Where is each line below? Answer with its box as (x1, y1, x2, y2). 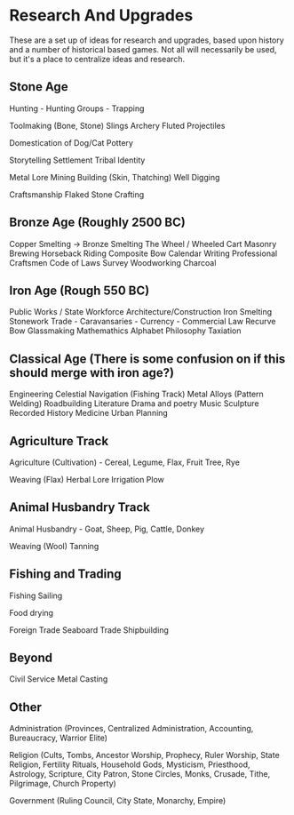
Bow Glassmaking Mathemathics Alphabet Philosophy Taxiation (9, 325, 242, 336)
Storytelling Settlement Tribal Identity (9, 155, 146, 165)
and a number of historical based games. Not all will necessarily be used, (9, 44, 277, 54)
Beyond (9, 651, 53, 666)
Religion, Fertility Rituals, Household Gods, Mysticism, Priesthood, (9, 759, 250, 770)
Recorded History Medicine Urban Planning (9, 408, 169, 419)
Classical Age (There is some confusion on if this (9, 351, 286, 366)
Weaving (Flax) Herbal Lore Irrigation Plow (9, 475, 164, 484)
